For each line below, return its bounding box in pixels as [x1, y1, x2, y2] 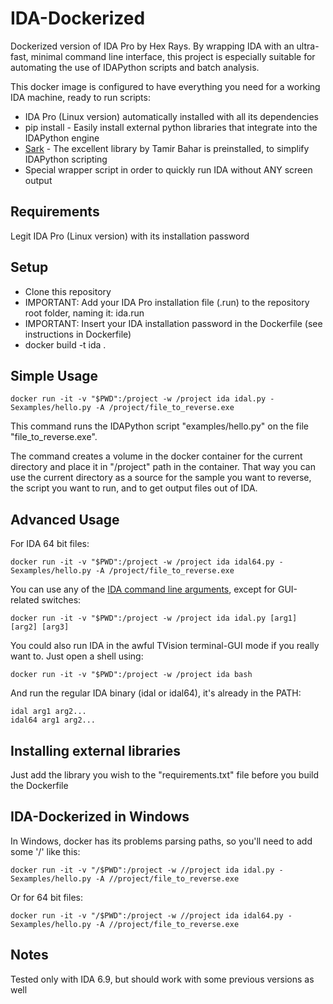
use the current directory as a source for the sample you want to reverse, [10, 472, 312, 484]
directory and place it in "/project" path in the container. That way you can [10, 461, 316, 473]
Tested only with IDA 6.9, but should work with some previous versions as [10, 973, 315, 985]
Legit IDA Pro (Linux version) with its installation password [10, 230, 250, 242]
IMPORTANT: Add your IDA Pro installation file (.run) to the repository [24, 296, 310, 308]
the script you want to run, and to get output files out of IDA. [10, 482, 258, 494]
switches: [41, 594, 82, 606]
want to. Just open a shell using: [10, 650, 144, 662]
